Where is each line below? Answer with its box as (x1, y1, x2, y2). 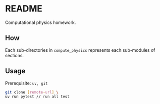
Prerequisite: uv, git (5, 80, 48, 86)
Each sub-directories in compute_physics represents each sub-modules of (5, 47, 155, 53)
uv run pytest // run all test (5, 94, 70, 100)
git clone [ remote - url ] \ (5, 90, 58, 95)
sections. (5, 52, 24, 58)
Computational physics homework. (5, 19, 76, 25)
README (5, 3, 43, 14)
